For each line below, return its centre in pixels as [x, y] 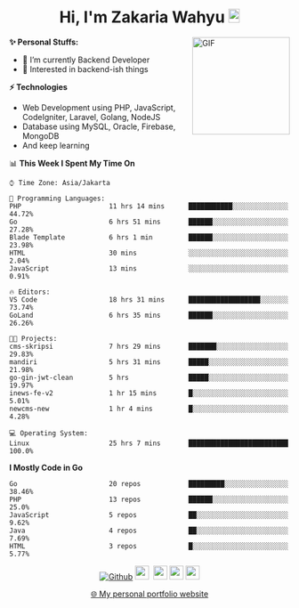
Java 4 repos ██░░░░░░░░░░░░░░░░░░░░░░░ [149, 531]
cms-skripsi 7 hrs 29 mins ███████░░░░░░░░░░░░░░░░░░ [149, 346]
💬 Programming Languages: [57, 199]
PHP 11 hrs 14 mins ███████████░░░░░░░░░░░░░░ [149, 206]
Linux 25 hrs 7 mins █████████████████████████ [149, 443]
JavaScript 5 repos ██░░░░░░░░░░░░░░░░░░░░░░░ [149, 515]
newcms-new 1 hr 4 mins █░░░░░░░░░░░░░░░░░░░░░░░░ [149, 409]
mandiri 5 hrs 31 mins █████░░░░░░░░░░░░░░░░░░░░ [149, 362]
